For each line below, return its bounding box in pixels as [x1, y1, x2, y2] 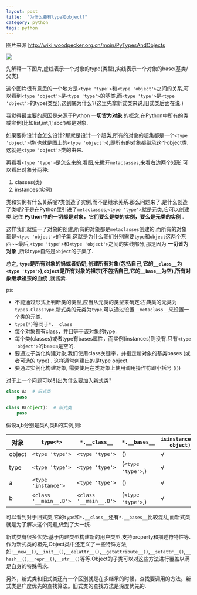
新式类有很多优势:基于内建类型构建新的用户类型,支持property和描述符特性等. [6, 533, 191, 540]
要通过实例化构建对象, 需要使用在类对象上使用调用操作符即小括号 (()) [14, 365, 181, 372]
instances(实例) [14, 186, 53, 193]
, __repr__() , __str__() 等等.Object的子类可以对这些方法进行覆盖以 [27, 555, 185, 562]
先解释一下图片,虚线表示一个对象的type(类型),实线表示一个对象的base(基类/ [6, 65, 189, 72]
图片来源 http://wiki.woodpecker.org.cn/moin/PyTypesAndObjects [6, 42, 165, 49]
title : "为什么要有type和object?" [6, 14, 88, 20]
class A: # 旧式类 [6, 389, 51, 395]
